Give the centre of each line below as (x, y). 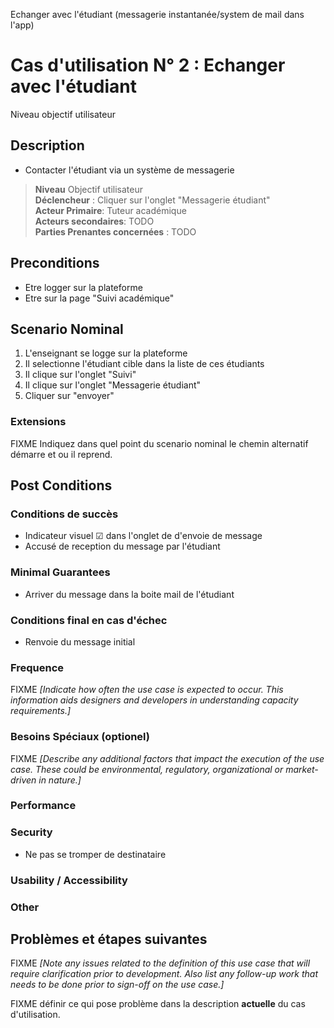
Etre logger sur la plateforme (83, 287)
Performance (43, 806)
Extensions (38, 422)
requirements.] (41, 711)
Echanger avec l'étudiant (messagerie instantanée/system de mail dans (157, 14)
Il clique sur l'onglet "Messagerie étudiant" (113, 385)
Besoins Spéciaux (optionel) (80, 737)
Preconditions (55, 263)
